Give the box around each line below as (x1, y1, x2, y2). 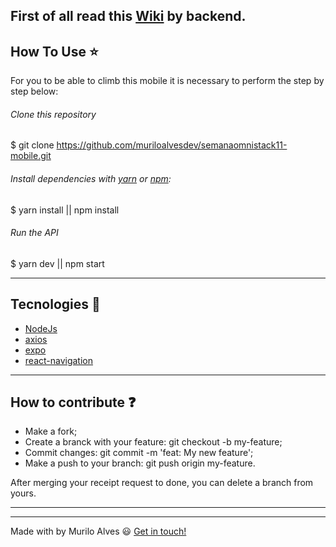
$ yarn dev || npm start (10, 257, 105, 269)
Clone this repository (10, 108, 97, 120)
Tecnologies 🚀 (10, 296, 101, 313)
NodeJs (24, 322, 58, 334)
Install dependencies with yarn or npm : (10, 173, 172, 184)
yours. (10, 487, 37, 499)
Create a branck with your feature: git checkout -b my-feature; (24, 436, 283, 448)
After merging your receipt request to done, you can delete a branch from (10, 477, 314, 489)
